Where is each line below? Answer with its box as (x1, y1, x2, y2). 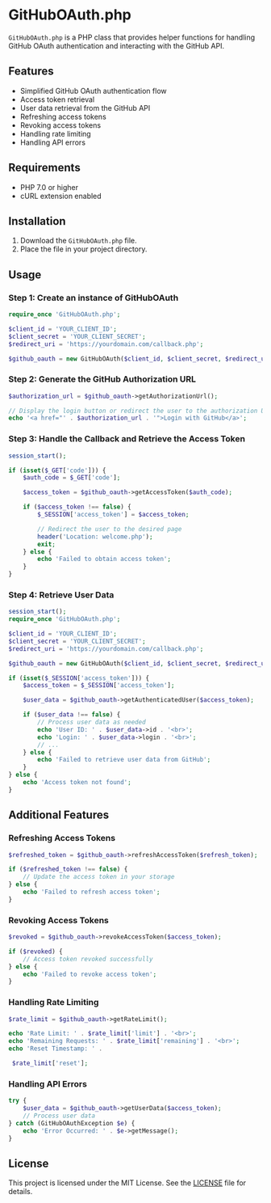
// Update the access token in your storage (23, 873, 175, 881)
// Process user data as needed (37, 718, 147, 727)
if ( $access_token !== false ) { (23, 503, 131, 511)
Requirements (8, 161, 81, 175)
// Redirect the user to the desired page (37, 525, 182, 533)
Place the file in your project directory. (19, 244, 148, 254)
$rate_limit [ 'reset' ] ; (11, 1059, 89, 1068)
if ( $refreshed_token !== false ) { (8, 865, 128, 874)
